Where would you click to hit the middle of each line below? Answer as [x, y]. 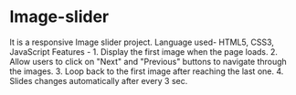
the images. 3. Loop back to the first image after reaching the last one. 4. [147, 71]
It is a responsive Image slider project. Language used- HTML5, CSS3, [142, 42]
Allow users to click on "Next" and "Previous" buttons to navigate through [148, 61]
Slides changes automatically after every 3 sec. [99, 80]
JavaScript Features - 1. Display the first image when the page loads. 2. [144, 51]
